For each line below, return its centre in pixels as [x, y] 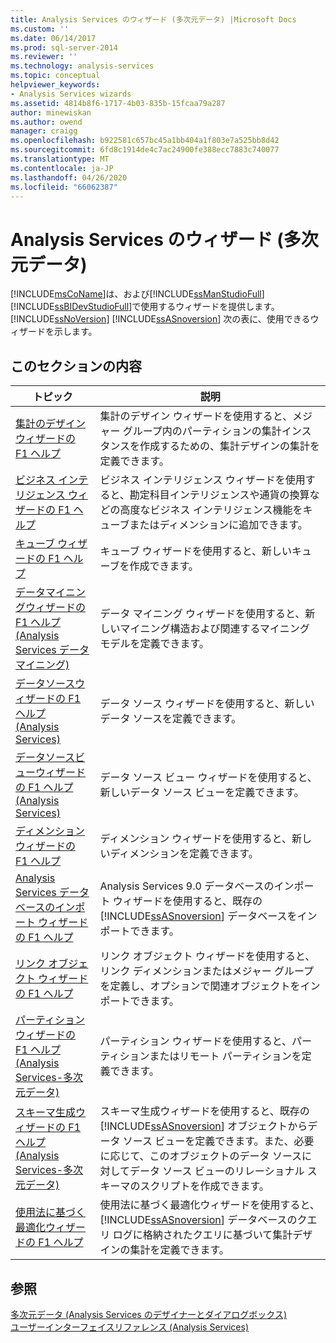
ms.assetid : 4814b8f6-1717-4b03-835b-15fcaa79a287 [118, 103]
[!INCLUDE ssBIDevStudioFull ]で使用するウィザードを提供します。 [145, 307]
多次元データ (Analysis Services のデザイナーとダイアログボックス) [149, 1314]
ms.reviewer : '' [44, 57]
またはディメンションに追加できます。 [218, 525]
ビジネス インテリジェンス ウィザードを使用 [202, 480]
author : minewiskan [51, 112]
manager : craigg [44, 131]
